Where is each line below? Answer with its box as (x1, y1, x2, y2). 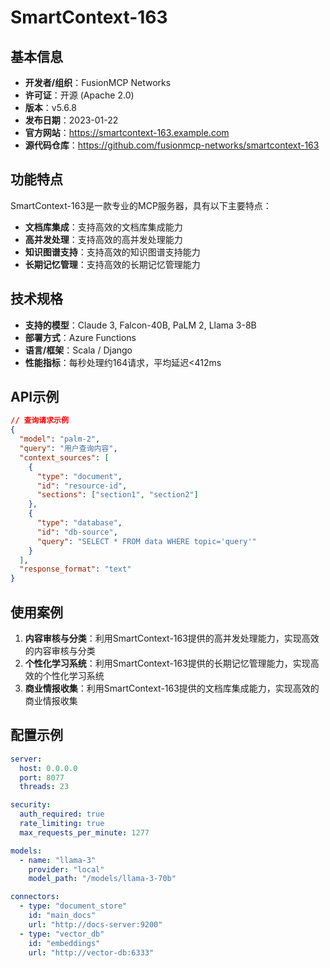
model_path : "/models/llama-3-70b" (28, 874, 177, 884)
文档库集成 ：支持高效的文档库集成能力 (24, 221, 183, 233)
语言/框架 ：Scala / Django (24, 344, 133, 356)
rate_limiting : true (19, 819, 105, 829)
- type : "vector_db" (19, 929, 105, 939)
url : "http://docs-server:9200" (28, 919, 163, 930)
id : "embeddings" (28, 938, 101, 948)
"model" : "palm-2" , (19, 434, 101, 445)
